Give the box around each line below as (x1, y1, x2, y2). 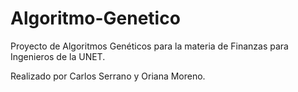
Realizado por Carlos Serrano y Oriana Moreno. (10, 70, 206, 82)
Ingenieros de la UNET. (10, 50, 106, 62)
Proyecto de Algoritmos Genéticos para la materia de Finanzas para (10, 40, 289, 52)
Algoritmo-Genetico (10, 7, 181, 30)
